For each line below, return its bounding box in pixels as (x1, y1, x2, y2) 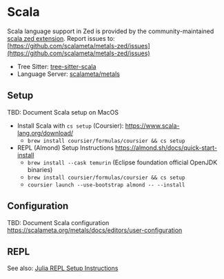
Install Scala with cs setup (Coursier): (17, 122, 124, 130)
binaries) (27, 165, 53, 173)
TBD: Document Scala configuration (7, 218, 110, 227)
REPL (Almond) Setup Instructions (17, 143, 114, 152)
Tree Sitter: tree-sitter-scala (17, 62, 96, 70)
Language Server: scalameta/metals (17, 70, 121, 78)
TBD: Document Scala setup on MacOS (7, 108, 119, 116)
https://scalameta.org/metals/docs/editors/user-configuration (7, 226, 183, 234)
